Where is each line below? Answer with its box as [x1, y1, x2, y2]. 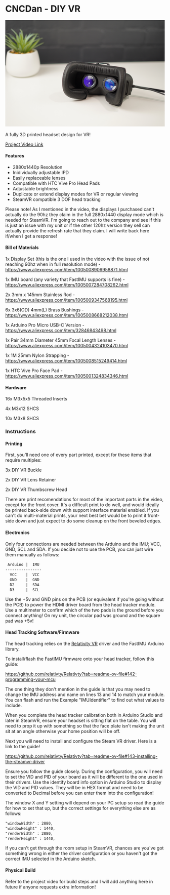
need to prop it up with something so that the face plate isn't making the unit [5, 722, 164, 729]
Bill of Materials [5, 245, 39, 251]
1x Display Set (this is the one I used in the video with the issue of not [5, 256, 150, 262]
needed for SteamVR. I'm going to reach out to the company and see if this [5, 217, 161, 223]
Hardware [5, 384, 27, 390]
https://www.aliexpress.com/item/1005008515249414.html [5, 358, 127, 364]
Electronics [5, 530, 30, 536]
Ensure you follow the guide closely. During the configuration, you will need [5, 768, 163, 775]
